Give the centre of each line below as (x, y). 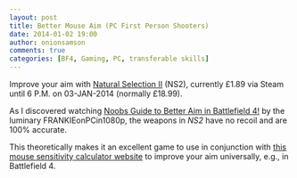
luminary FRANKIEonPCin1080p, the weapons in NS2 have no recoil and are (148, 120)
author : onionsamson (48, 42)
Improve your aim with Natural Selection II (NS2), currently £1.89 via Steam (146, 84)
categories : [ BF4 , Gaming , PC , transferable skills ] (109, 59)
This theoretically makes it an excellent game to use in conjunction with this (148, 147)
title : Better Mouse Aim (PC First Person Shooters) (109, 26)
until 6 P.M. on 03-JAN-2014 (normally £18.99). (96, 93)
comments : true (37, 51)
